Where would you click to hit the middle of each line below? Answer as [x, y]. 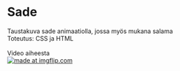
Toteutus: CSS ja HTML [40, 38]
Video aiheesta [28, 53]
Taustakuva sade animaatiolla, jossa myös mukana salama [90, 31]
